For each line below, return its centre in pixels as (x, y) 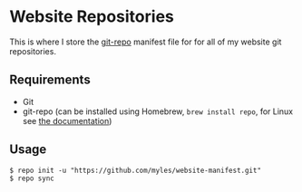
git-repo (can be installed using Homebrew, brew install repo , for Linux (158, 111)
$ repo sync (32, 178)
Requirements (50, 80)
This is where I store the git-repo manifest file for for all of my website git (146, 42)
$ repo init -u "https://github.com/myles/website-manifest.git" (135, 170)
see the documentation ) (67, 120)
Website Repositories (92, 17)
